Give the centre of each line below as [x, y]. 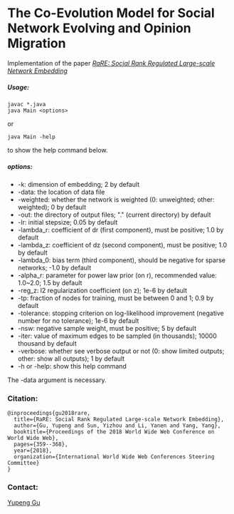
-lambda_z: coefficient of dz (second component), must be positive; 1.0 [122, 245]
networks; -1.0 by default [54, 267]
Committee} [23, 463]
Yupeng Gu [24, 503]
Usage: [18, 87]
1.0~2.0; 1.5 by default [50, 282]
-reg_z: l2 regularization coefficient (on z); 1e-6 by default [102, 290]
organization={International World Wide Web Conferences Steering [114, 457]
